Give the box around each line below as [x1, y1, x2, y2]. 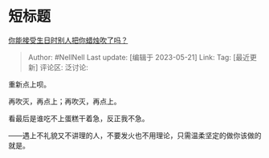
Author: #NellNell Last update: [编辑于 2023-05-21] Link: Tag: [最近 [27, 52, 251, 62]
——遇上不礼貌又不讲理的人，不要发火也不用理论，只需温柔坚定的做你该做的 [8, 130, 262, 140]
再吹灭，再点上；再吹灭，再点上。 [8, 96, 121, 106]
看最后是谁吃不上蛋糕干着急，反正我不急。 [8, 113, 149, 123]
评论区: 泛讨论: [39, 62, 88, 72]
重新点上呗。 [8, 79, 51, 89]
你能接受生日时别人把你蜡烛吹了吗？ [8, 35, 128, 45]
